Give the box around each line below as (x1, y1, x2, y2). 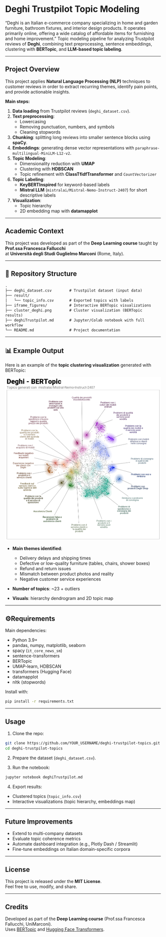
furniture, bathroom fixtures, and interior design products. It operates (5, 25, 146, 31)
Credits (5, 902, 29, 911)
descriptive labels (19, 192, 56, 198)
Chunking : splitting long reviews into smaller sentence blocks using (12, 134, 151, 140)
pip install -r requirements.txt (5, 699, 74, 704)
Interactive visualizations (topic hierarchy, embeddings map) (12, 798, 136, 804)
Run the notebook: (12, 764, 50, 770)
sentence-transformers (12, 653, 60, 659)
